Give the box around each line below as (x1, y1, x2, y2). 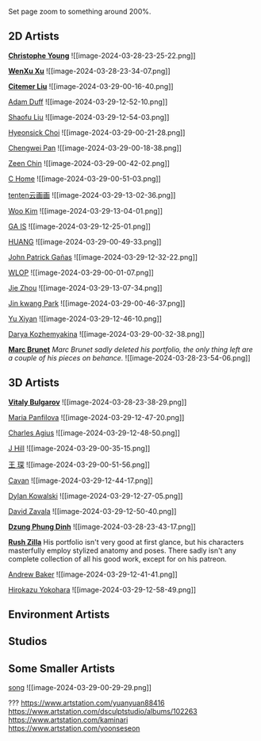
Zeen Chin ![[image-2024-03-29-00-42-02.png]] (8, 158, 171, 168)
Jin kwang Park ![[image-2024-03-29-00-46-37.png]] (8, 298, 186, 308)
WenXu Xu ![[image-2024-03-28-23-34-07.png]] (8, 66, 171, 75)
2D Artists (8, 29, 59, 43)
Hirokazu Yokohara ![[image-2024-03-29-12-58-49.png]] (8, 585, 197, 594)
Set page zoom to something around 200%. (8, 7, 152, 16)
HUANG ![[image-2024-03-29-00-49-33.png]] (8, 237, 162, 246)
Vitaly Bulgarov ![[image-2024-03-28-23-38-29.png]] (8, 397, 187, 407)
